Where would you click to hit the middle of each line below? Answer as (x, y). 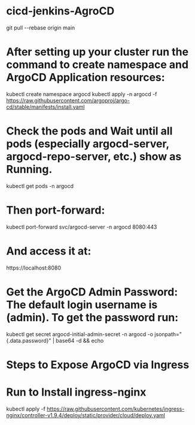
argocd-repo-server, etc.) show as (94, 157)
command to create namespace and (97, 65)
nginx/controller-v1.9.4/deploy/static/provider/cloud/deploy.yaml (86, 415)
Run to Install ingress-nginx (76, 392)
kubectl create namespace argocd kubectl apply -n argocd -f (82, 94)
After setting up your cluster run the (97, 52)
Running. (29, 170)
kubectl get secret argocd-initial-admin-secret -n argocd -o (80, 334)
